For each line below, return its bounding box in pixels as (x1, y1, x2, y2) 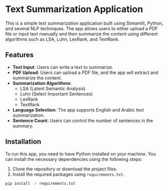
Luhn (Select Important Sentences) (20, 90, 93, 97)
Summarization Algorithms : (12, 80, 72, 86)
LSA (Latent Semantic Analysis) (20, 85, 86, 91)
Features (5, 51, 34, 59)
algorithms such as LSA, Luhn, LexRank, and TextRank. (5, 36, 120, 42)
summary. (12, 123, 34, 129)
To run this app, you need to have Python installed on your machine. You (5, 151, 156, 157)
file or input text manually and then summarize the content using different (5, 31, 158, 37)
